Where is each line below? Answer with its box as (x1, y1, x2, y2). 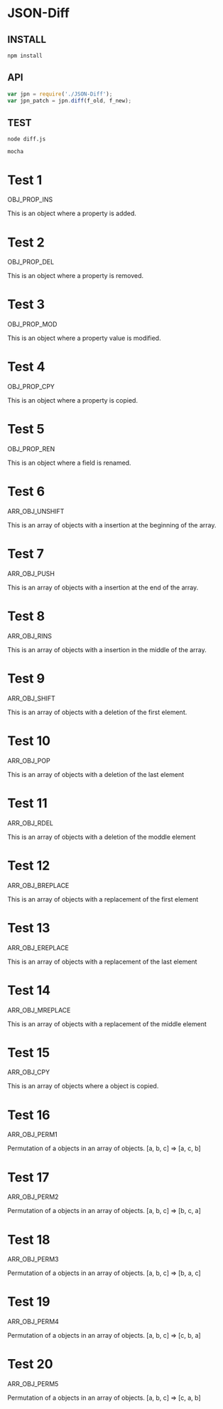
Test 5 (7, 421, 45, 438)
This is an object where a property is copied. (7, 396, 138, 405)
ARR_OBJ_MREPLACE (7, 1006, 71, 1014)
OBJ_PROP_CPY (7, 383, 55, 391)
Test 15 (7, 1044, 50, 1060)
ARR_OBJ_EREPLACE (7, 943, 70, 952)
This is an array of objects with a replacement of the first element (7, 894, 199, 903)
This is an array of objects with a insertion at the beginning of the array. (7, 521, 217, 529)
